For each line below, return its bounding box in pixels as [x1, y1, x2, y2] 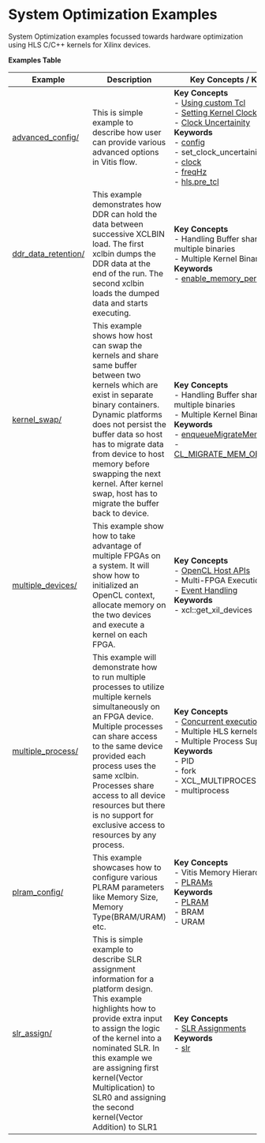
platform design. [91, 983, 153, 994]
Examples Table [8, 55, 62, 65]
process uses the [91, 760, 156, 771]
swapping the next [91, 468, 162, 479]
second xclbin [91, 278, 144, 289]
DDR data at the [91, 258, 151, 269]
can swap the [91, 339, 143, 350]
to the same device [91, 740, 163, 751]
